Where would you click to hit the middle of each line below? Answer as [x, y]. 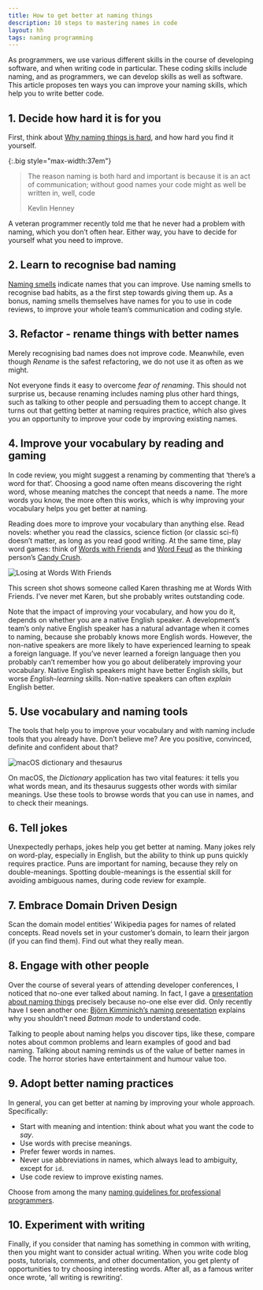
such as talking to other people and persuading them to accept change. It [127, 402]
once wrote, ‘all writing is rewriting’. [66, 1277]
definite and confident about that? [63, 747]
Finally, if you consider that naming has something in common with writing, [130, 1244]
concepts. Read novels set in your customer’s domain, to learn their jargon [129, 933]
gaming [27, 456]
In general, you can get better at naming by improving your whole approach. [131, 1102]
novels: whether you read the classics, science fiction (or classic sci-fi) [123, 532]
